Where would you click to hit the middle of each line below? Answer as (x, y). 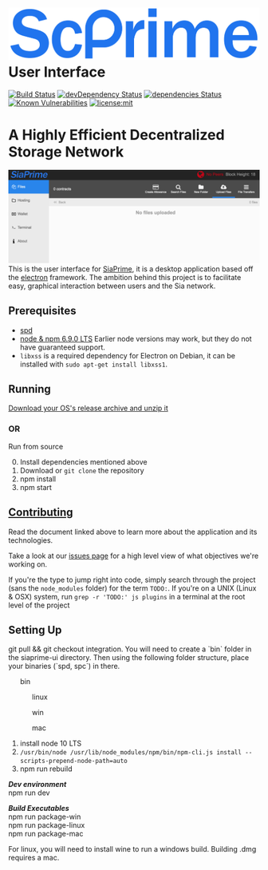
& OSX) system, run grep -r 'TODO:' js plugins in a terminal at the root (127, 596)
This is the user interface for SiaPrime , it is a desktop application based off (131, 269)
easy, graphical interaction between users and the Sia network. (112, 286)
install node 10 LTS (51, 743)
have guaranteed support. (63, 347)
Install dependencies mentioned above (83, 461)
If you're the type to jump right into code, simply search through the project (132, 579)
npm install (38, 479)
